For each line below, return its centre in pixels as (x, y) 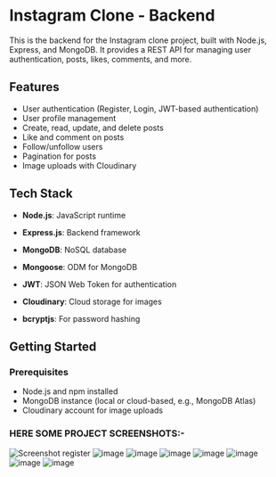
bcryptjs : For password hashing (81, 318)
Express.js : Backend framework (81, 232)
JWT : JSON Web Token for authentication (99, 284)
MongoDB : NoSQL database (74, 250)
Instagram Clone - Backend (112, 16)
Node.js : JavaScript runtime (74, 215)
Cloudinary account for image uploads (92, 410)
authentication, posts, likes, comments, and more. (101, 59)
